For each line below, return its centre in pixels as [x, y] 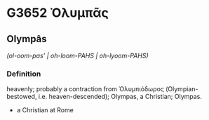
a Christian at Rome [45, 110]
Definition [24, 74]
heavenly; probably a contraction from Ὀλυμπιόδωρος [85, 89]
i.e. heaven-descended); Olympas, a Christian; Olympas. [120, 97]
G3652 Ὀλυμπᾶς [58, 13]
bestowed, [22, 97]
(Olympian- [182, 89]
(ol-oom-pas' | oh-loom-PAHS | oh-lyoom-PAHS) [77, 55]
